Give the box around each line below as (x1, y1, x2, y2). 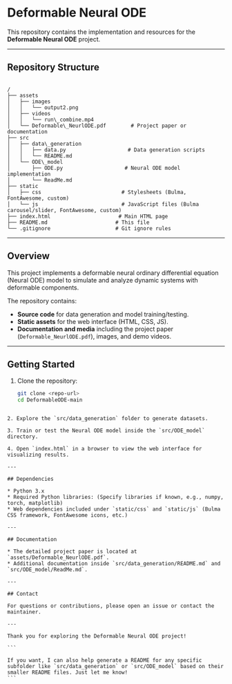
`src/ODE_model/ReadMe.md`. (7, 567, 88, 573)
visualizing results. (7, 451, 70, 459)
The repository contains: (7, 296, 77, 305)
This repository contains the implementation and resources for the (7, 28, 195, 36)
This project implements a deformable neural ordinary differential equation (7, 268, 219, 277)
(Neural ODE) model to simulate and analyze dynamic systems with (7, 276, 198, 284)
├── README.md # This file (7, 219, 150, 226)
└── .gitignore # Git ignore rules (7, 225, 171, 232)
